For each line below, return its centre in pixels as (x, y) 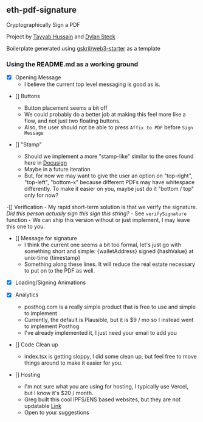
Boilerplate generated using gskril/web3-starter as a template (84, 48)
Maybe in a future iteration (57, 170)
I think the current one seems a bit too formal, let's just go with (102, 245)
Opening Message (38, 77)
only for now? (41, 195)
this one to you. (26, 227)
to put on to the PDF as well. (60, 271)
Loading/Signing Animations (50, 282)
